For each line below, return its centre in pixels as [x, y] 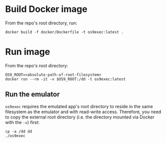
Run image [28, 52]
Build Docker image [46, 9]
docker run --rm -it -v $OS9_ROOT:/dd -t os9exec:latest [66, 79]
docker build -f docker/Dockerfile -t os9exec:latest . [64, 32]
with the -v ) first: [22, 122]
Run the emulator [32, 94]
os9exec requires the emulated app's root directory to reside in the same [79, 106]
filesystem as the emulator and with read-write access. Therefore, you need [83, 112]
